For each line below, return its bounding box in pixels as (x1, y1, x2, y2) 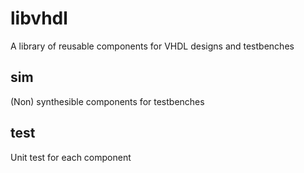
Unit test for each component (10, 151, 132, 163)
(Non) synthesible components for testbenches (10, 95, 205, 107)
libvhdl (10, 7, 68, 30)
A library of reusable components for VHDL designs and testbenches (10, 40, 295, 52)
